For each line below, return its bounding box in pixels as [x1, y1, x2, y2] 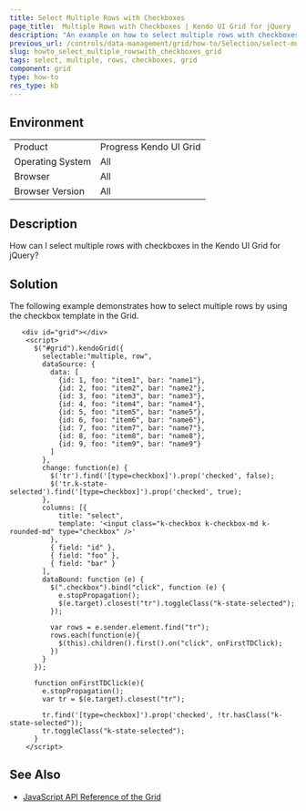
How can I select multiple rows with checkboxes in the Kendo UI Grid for [9, 241, 280, 252]
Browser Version [14, 185, 85, 198]
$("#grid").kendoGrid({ [33, 344, 125, 354]
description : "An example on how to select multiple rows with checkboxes [9, 30, 300, 39]
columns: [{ [42, 503, 88, 513]
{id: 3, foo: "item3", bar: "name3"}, [57, 392, 206, 401]
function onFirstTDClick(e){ [33, 679, 145, 688]
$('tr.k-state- [49, 479, 107, 488]
